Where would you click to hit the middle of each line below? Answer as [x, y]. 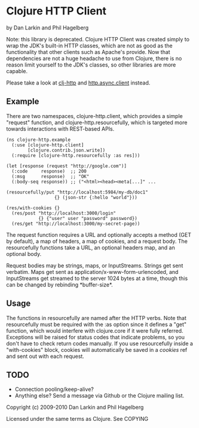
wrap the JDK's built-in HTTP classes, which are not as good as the [89, 46]
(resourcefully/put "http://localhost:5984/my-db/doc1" [77, 192]
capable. [17, 71]
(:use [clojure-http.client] [48, 145]
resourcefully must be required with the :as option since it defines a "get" [97, 324]
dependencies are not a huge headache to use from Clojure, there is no [94, 58]
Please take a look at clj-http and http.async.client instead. [78, 83]
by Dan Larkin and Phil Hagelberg [48, 28]
